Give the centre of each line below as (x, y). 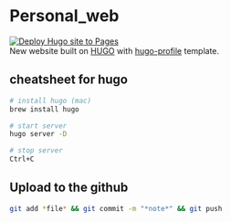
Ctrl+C (22, 159)
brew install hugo (44, 109)
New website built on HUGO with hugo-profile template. (115, 50)
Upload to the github (69, 188)
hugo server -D (38, 134)
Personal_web (64, 16)
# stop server (37, 151)
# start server (38, 126)
